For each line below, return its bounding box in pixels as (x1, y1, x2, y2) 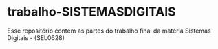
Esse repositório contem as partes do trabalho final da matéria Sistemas (7, 27, 211, 35)
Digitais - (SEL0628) (7, 33, 65, 42)
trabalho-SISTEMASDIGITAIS (7, 4, 177, 20)
